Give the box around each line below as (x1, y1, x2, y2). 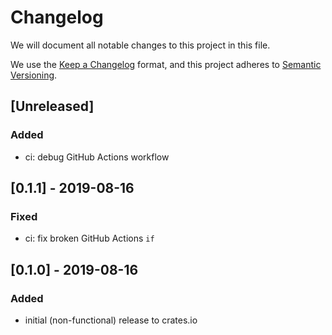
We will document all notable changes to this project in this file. (10, 39, 271, 51)
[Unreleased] (10, 98, 95, 115)
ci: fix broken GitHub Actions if (24, 232, 155, 245)
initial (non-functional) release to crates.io (24, 314, 198, 326)
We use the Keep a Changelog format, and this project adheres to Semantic (10, 58, 322, 70)
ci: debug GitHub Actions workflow (24, 151, 170, 163)
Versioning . (10, 69, 58, 81)
